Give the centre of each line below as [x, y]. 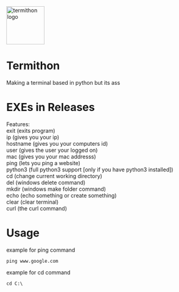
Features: [18, 124]
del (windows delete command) [46, 182]
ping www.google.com [33, 261]
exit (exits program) [31, 130]
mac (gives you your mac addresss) [51, 156]
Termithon [33, 66]
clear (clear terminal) [33, 202]
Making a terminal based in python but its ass [63, 82]
